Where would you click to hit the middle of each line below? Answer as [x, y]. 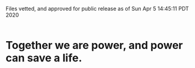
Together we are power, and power [94, 46]
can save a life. [44, 58]
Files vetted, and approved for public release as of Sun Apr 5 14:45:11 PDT [97, 9]
